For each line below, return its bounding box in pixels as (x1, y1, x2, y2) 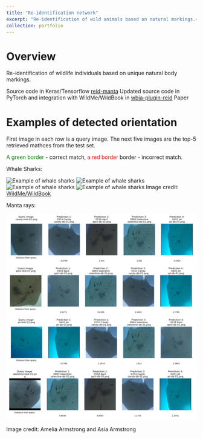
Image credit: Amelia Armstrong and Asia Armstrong (6, 425, 137, 433)
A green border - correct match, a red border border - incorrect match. (6, 153, 183, 161)
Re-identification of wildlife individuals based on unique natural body (6, 70, 178, 77)
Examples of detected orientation (6, 115, 178, 129)
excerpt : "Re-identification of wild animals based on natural (6, 16, 169, 22)
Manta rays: (6, 202, 36, 209)
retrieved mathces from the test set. (6, 142, 95, 149)
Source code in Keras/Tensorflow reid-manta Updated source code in (6, 88, 180, 95)
